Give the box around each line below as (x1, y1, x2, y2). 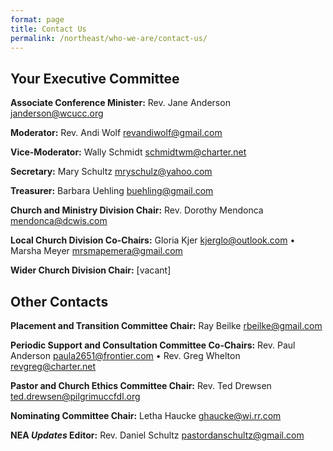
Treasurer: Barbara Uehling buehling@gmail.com (10, 185, 214, 197)
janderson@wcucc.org (10, 107, 104, 120)
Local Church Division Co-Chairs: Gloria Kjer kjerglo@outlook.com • (10, 234, 296, 246)
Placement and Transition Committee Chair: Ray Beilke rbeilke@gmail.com (10, 320, 323, 331)
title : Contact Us (10, 24, 87, 34)
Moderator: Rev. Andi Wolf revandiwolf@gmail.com (10, 127, 223, 139)
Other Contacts (10, 293, 109, 310)
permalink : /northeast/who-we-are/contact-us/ (10, 33, 208, 43)
